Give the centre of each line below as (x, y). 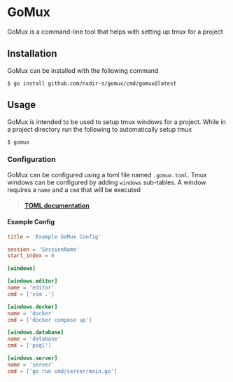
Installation (32, 54)
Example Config (31, 222)
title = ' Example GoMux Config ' (54, 237)
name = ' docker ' (31, 313)
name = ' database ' (34, 339)
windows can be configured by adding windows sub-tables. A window (107, 182)
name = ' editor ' (31, 288)
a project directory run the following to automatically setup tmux (100, 129)
